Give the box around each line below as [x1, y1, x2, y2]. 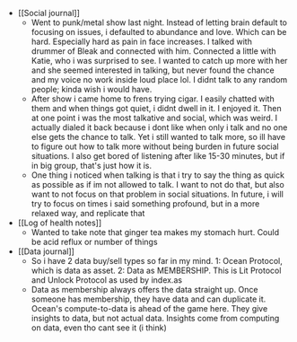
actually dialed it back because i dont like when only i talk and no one [31, 122, 288, 133]
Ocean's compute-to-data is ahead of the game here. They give [31, 303, 268, 313]
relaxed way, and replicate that [31, 208, 145, 218]
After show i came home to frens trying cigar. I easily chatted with [31, 93, 275, 104]
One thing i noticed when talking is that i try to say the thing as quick [31, 170, 285, 180]
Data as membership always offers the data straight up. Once [31, 285, 258, 294]
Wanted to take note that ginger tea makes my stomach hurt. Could [31, 227, 280, 237]
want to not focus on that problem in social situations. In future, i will [31, 189, 284, 199]
